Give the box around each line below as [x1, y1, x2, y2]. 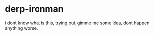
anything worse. [5, 25, 38, 31]
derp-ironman [5, 3, 64, 15]
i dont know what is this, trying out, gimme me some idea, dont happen [5, 20, 150, 26]
